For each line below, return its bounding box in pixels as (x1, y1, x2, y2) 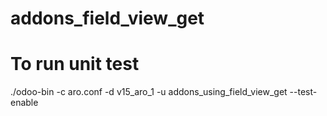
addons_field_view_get (10, 7, 205, 30)
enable (10, 97, 39, 109)
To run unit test (10, 53, 140, 76)
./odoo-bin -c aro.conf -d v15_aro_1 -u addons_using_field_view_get (10, 86, 288, 98)
